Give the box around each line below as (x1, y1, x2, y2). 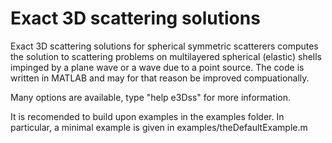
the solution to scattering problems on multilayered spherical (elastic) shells (10, 50, 323, 62)
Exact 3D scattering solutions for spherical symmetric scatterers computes (10, 40, 319, 52)
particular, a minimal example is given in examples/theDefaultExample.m (10, 121, 308, 133)
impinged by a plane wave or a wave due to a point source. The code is (10, 61, 305, 73)
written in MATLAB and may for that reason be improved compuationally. (10, 72, 310, 84)
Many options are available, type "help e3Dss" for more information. (10, 91, 292, 103)
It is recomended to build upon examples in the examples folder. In (10, 110, 285, 122)
